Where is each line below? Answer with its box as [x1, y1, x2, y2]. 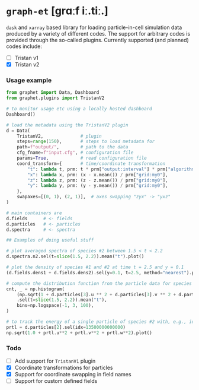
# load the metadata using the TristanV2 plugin [6, 122, 129, 128]
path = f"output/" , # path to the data [17, 144, 129, 150]
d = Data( [6, 128, 31, 134]
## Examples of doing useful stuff [6, 237, 94, 243]
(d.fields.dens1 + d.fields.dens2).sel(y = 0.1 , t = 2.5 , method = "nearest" [6, 269, 187, 275]
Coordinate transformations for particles [14, 364, 113, 372]
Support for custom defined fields [14, 378, 98, 385]
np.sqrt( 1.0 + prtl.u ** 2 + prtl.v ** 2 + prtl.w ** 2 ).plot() [6, 329, 152, 336]
